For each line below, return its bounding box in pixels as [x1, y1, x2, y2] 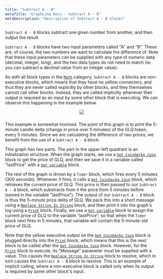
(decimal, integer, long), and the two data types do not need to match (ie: [5, 59, 152, 66]
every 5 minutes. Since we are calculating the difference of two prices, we [5, 132, 154, 138]
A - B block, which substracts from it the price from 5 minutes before [5, 187, 144, 192]
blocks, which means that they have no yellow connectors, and [25, 79, 152, 85]
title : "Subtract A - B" [5, 7, 55, 12]
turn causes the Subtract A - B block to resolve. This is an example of [5, 258, 146, 264]
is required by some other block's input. [5, 268, 85, 275]
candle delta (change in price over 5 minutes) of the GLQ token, [19, 127, 147, 133]
